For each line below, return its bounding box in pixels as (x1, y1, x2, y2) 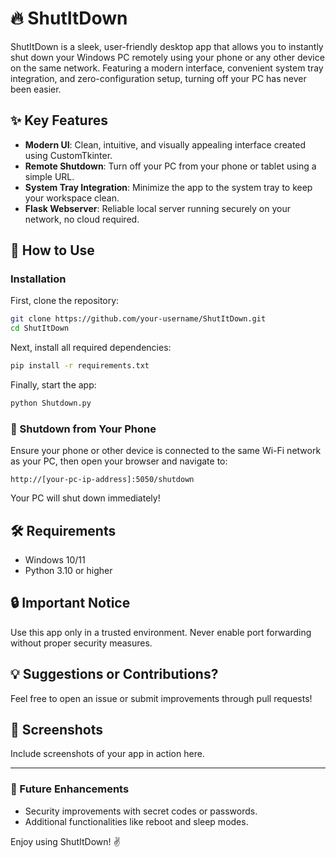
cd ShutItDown (10, 323, 70, 334)
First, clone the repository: (10, 295, 120, 307)
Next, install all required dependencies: (10, 342, 172, 354)
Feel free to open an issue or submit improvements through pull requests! (10, 692, 313, 704)
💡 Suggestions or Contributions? (10, 666, 219, 683)
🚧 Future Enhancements (10, 782, 130, 796)
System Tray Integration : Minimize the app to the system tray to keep (24, 181, 313, 193)
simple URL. (24, 170, 75, 182)
